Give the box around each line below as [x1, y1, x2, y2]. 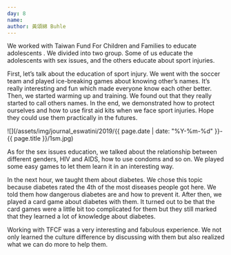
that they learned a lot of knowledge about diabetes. [7, 212, 156, 221]
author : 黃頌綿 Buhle [7, 23, 66, 30]
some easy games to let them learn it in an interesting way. [7, 163, 174, 171]
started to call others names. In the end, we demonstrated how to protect [7, 99, 215, 108]
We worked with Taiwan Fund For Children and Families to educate [7, 42, 197, 50]
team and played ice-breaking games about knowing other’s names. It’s [7, 77, 210, 85]
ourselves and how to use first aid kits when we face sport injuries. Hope [7, 106, 214, 114]
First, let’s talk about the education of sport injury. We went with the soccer [7, 70, 221, 78]
